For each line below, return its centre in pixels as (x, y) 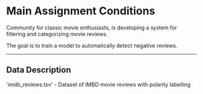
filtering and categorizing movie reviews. (57, 34)
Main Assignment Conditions (81, 11)
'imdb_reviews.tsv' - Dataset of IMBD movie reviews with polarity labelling (98, 84)
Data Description (39, 70)
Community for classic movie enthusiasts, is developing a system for (92, 28)
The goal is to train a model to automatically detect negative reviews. (92, 46)
